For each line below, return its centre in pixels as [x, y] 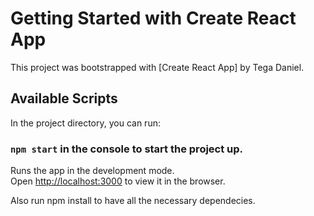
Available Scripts [64, 98]
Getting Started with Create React [153, 18]
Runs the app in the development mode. [92, 171]
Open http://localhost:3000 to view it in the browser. [118, 181]
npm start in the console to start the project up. [127, 149]
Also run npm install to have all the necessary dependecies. [133, 201]
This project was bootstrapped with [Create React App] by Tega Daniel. [157, 67]
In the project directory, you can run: [85, 123]
